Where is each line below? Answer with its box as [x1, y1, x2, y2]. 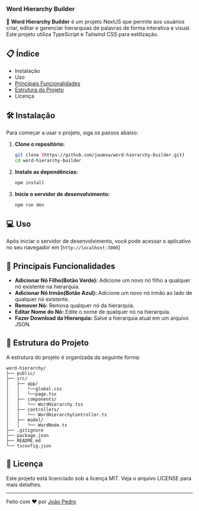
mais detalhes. [6, 481, 42, 488]
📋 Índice [6, 49, 40, 59]
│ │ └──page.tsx [6, 391, 57, 397]
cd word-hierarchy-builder [14, 158, 82, 163]
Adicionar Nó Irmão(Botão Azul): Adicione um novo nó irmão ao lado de [14, 290, 192, 297]
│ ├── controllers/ [6, 406, 60, 413]
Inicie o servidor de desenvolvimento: [14, 190, 110, 197]
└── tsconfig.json [6, 443, 52, 449]
